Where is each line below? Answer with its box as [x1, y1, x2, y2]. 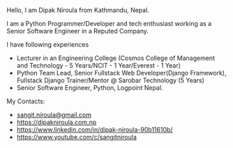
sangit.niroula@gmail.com [16, 111, 92, 119]
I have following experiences [6, 40, 89, 48]
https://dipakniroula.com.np [16, 118, 97, 126]
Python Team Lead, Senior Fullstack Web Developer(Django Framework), [16, 69, 227, 77]
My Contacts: [6, 97, 45, 105]
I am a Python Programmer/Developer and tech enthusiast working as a [6, 20, 212, 27]
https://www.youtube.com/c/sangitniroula [16, 133, 137, 141]
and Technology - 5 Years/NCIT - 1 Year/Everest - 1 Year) [16, 61, 181, 69]
